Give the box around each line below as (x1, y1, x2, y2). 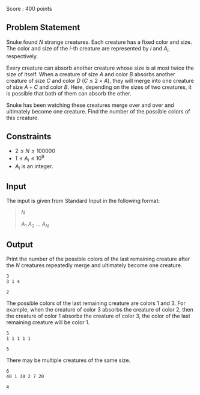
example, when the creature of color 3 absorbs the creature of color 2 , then (6, 306, 193, 313)
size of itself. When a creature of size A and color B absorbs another (6, 70, 175, 77)
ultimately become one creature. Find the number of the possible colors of (6, 107, 190, 115)
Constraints (6, 131, 52, 142)
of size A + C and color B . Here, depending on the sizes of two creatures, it (6, 83, 192, 91)
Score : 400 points (6, 5, 52, 12)
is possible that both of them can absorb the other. (6, 89, 132, 97)
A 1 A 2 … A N (20, 220, 49, 229)
